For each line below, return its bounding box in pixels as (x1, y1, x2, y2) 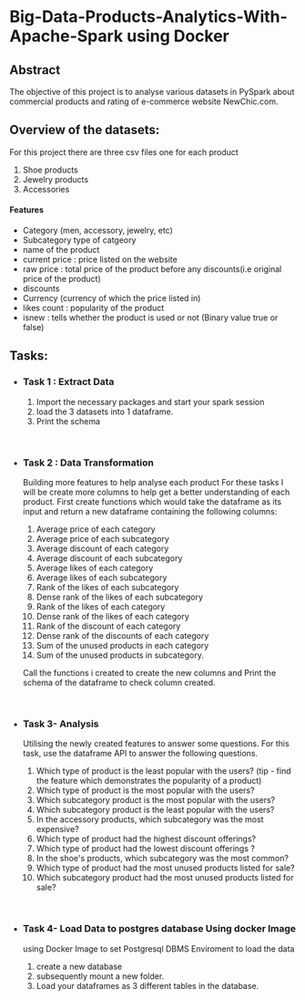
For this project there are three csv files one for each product (9, 146, 239, 157)
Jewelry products (22, 173, 89, 184)
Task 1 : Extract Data (22, 376, 115, 389)
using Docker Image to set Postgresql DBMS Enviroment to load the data (22, 943, 295, 954)
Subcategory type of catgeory (22, 234, 137, 245)
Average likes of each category (36, 563, 154, 573)
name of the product (22, 245, 100, 255)
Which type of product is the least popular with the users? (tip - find (36, 766, 291, 776)
